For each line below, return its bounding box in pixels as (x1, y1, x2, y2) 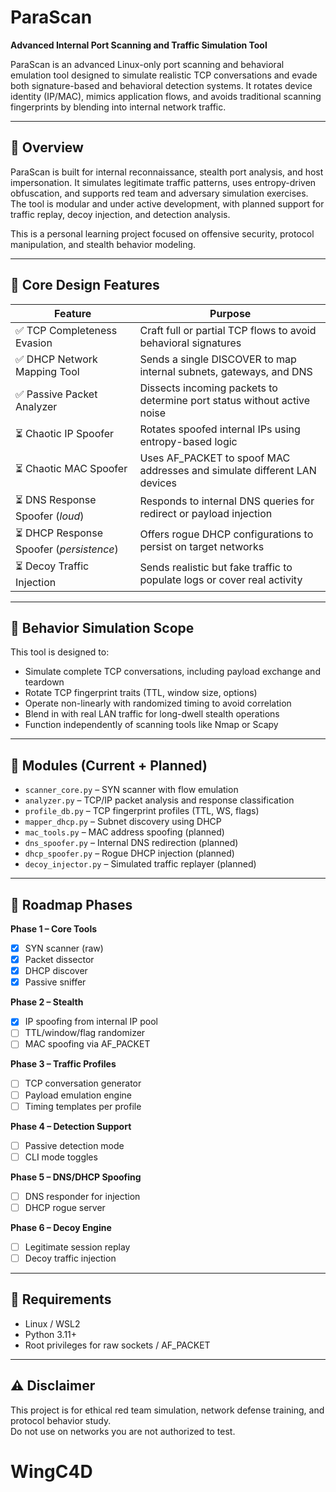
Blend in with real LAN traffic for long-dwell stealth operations (24, 708, 280, 720)
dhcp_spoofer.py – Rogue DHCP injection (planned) (24, 847, 235, 860)
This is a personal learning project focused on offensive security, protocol (10, 227, 315, 240)
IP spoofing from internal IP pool (24, 1016, 158, 1028)
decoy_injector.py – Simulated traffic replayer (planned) (24, 858, 257, 870)
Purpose (209, 306, 252, 320)
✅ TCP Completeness (15, 323, 118, 337)
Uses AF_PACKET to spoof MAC (139, 451, 291, 465)
